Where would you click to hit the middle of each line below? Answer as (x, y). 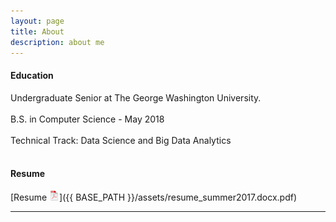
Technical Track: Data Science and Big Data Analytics (121, 140)
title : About (37, 31)
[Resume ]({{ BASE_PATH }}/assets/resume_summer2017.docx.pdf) (154, 197)
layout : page (37, 21)
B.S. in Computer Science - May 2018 (87, 119)
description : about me (57, 42)
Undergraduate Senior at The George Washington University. (136, 97)
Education (32, 75)
